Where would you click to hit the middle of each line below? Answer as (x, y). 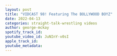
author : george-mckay (27, 28)
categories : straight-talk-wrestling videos (51, 23)
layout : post (18, 9)
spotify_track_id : (24, 32)
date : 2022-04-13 (23, 19)
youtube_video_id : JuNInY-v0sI (37, 37)
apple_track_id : (22, 41)
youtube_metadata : (24, 46)
